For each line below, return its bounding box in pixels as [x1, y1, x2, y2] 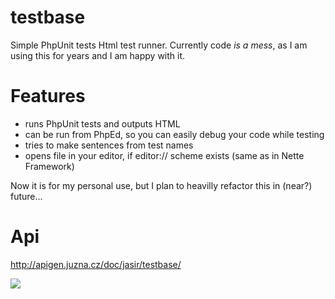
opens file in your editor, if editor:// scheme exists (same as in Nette [24, 149, 305, 161]
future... [10, 190, 43, 202]
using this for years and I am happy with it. [10, 49, 186, 61]
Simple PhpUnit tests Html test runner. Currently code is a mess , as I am [10, 39, 308, 51]
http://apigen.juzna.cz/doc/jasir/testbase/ [10, 258, 182, 270]
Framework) [24, 160, 75, 172]
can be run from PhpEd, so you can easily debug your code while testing [24, 128, 325, 140]
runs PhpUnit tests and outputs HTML [24, 117, 181, 130]
